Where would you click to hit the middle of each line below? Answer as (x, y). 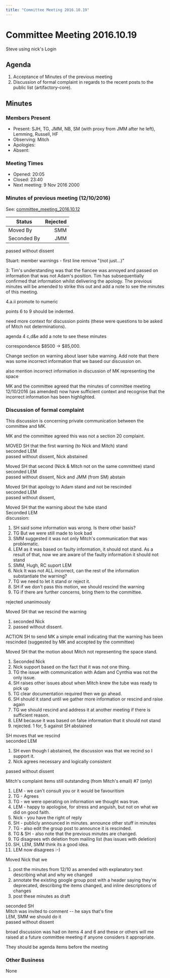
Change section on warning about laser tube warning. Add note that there (82, 356)
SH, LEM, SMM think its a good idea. (51, 844)
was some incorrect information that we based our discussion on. (74, 361)
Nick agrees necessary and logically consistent (62, 761)
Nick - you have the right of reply (47, 818)
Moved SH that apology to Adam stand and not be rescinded (69, 486)
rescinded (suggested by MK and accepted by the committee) (70, 642)
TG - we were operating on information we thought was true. (76, 801)
